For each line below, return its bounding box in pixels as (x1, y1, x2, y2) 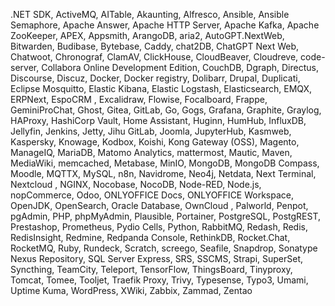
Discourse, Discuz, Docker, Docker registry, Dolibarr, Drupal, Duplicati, (10, 72, 301, 84)
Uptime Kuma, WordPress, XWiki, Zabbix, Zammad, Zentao (10, 285, 253, 296)
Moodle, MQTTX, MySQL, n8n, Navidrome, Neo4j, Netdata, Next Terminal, (10, 168, 317, 179)
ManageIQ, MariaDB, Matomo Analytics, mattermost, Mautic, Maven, (10, 147, 293, 158)
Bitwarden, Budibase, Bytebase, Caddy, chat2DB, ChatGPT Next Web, (10, 40, 300, 52)
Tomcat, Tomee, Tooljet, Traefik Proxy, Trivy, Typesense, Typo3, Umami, (10, 274, 309, 286)
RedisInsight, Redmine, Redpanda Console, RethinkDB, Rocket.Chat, (10, 232, 291, 243)
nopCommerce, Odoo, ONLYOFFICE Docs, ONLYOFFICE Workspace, (10, 189, 295, 201)
